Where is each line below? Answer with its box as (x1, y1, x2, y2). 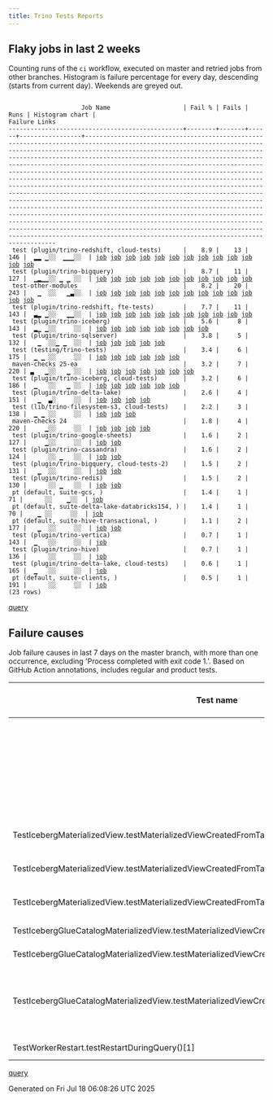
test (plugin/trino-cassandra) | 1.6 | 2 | (11, 445, 249, 454)
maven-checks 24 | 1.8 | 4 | (11, 417, 249, 426)
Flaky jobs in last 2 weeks (8, 42, 141, 56)
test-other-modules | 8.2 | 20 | (11, 282, 249, 290)
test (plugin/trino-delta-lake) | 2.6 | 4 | (11, 388, 249, 397)
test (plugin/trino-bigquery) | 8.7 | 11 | (11, 268, 249, 276)
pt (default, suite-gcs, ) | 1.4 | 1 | (11, 489, 249, 497)
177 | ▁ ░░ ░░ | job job (8, 524, 122, 532)
